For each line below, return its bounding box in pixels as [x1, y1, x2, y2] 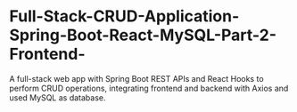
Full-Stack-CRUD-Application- [9, 6, 240, 27]
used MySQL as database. [9, 92, 106, 103]
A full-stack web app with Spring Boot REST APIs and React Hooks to [9, 73, 265, 84]
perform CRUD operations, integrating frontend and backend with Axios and [9, 83, 289, 93]
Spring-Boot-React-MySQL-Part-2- [9, 25, 277, 45]
